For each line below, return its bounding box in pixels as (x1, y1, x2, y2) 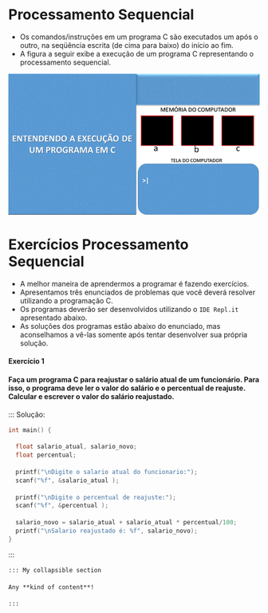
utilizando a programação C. (19, 295, 113, 305)
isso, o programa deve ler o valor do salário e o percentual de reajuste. (8, 383, 246, 393)
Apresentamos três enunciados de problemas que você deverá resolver (19, 287, 256, 297)
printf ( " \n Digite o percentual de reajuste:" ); (15, 493, 177, 501)
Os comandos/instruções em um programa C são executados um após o (19, 32, 258, 42)
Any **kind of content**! (8, 583, 94, 591)
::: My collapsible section (8, 566, 102, 574)
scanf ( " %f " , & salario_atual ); (15, 477, 120, 484)
